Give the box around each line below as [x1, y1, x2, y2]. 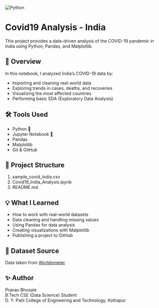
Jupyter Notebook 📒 [12, 131, 53, 137]
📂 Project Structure [5, 161, 65, 169]
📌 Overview [5, 57, 41, 66]
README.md [12, 184, 38, 190]
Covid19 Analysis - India [5, 22, 106, 33]
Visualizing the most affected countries [12, 90, 92, 96]
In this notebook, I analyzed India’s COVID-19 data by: [5, 70, 114, 76]
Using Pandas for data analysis [12, 222, 75, 228]
